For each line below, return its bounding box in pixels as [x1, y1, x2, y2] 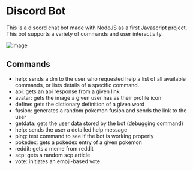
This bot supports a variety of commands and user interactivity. [6, 30, 163, 37]
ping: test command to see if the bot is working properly [14, 132, 154, 139]
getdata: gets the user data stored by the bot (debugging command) [14, 120, 184, 127]
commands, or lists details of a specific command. [14, 81, 140, 88]
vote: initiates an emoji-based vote [14, 157, 101, 165]
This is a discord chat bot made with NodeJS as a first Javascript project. [6, 24, 188, 31]
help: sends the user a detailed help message [14, 126, 128, 133]
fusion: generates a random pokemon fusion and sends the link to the [14, 106, 187, 114]
